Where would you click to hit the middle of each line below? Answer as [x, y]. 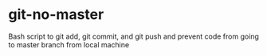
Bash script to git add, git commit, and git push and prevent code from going [133, 36]
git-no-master [56, 15]
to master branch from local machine [69, 44]
